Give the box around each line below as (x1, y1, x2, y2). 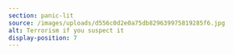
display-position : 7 (8, 33, 78, 42)
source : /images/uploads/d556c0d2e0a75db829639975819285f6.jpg (8, 19, 226, 27)
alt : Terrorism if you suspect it (8, 26, 125, 34)
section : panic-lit (8, 11, 74, 20)
